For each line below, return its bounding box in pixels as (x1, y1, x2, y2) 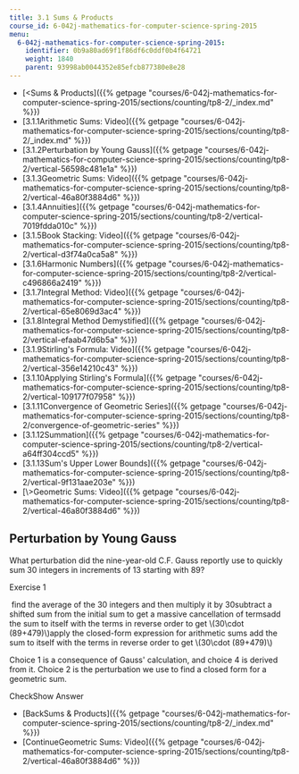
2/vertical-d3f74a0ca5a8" (21, 248, 119, 259)
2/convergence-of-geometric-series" (21, 419, 161, 430)
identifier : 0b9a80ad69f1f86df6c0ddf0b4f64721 (25, 46, 202, 55)
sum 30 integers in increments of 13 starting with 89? (9, 564, 205, 575)
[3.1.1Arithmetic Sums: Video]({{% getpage (21, 115, 179, 126)
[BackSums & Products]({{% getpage (21, 708, 160, 719)
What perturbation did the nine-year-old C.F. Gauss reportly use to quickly (9, 555, 283, 566)
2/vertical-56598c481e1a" (21, 163, 119, 174)
